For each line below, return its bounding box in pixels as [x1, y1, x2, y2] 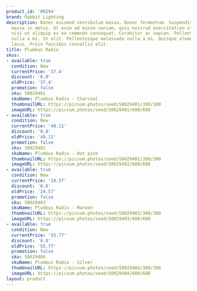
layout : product [6, 276, 46, 282]
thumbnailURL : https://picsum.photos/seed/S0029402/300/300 [11, 156, 161, 162]
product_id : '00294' [6, 8, 57, 15]
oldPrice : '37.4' [11, 80, 54, 86]
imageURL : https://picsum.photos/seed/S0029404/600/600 [11, 270, 151, 276]
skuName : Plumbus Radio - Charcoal [11, 96, 98, 101]
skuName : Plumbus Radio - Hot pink [11, 150, 98, 156]
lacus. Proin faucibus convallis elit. [11, 42, 109, 48]
